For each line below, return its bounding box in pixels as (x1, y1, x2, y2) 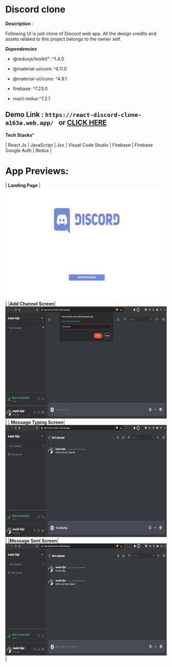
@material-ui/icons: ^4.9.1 (12, 75, 67, 81)
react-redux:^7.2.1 (12, 95, 50, 101)
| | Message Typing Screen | (5, 419, 66, 425)
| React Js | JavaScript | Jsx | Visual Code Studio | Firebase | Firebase (5, 142, 153, 148)
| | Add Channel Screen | (5, 301, 56, 307)
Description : (5, 20, 34, 27)
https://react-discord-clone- (45, 111, 142, 119)
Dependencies (5, 46, 37, 52)
